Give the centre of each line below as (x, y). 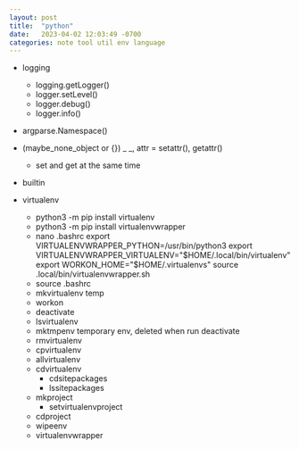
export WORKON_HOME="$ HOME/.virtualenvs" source (137, 265)
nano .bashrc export (73, 237)
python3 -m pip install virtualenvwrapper (110, 227)
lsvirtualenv (57, 321)
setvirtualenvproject (86, 407)
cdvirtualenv (58, 369)
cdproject (53, 417)
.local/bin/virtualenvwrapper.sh (93, 274)
